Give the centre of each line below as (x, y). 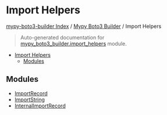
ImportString (30, 99)
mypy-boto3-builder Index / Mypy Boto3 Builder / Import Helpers (84, 26)
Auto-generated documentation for (62, 37)
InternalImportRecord (40, 106)
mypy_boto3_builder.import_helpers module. (73, 44)
